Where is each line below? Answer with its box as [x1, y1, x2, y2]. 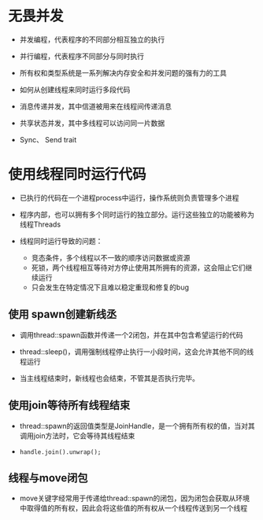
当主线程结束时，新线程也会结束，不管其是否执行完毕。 [19, 373, 199, 382]
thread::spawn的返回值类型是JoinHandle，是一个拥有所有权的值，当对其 [19, 421, 255, 430]
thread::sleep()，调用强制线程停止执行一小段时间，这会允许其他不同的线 [19, 347, 254, 356]
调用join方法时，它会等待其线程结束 [19, 430, 135, 441]
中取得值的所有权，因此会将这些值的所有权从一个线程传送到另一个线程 [19, 503, 248, 513]
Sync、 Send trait [19, 135, 77, 144]
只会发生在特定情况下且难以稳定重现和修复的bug [31, 282, 190, 292]
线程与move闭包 [8, 471, 88, 485]
